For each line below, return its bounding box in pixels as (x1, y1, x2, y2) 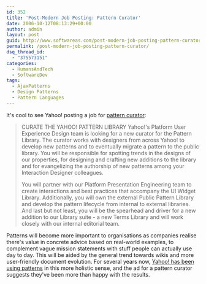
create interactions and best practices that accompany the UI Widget (21, 187, 196, 194)
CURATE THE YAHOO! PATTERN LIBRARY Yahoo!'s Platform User (21, 123, 186, 131)
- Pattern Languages (12, 94, 64, 101)
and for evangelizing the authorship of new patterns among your (21, 162, 185, 169)
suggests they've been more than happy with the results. (6, 271, 150, 278)
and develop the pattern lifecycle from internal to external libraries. (21, 200, 190, 207)
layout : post (6, 32, 40, 38)
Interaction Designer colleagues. (21, 169, 104, 176)
